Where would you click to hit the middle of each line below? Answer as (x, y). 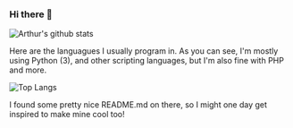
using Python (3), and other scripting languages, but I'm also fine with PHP (146, 61)
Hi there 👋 (31, 14)
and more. (28, 70)
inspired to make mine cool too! (67, 115)
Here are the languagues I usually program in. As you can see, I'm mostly (144, 51)
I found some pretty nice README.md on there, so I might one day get (138, 105)
